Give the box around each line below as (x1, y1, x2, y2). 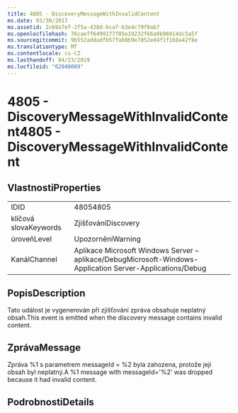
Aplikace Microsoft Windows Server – (74, 245, 199, 255)
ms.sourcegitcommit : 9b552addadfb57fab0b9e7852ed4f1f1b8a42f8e (7, 37, 198, 44)
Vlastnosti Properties (7, 182, 101, 194)
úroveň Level (11, 234, 52, 244)
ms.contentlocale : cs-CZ (7, 50, 81, 57)
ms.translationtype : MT (7, 43, 78, 50)
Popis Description (7, 288, 86, 300)
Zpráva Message (7, 341, 81, 353)
